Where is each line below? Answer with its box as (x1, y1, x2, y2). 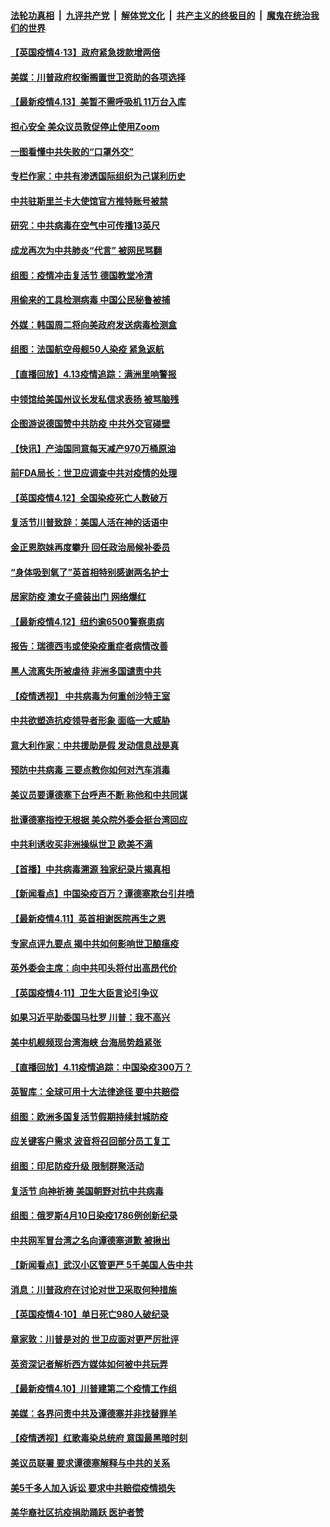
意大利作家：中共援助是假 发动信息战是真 (10, 739, 180, 751)
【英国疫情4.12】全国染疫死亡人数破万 (10, 491, 168, 504)
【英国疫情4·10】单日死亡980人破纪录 (10, 1308, 170, 1320)
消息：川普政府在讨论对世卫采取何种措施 (10, 1283, 177, 1295)
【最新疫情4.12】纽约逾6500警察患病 (10, 615, 165, 627)
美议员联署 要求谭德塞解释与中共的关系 (10, 1457, 171, 1469)
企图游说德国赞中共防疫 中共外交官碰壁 (10, 418, 171, 430)
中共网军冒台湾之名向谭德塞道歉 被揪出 (10, 1234, 171, 1246)
